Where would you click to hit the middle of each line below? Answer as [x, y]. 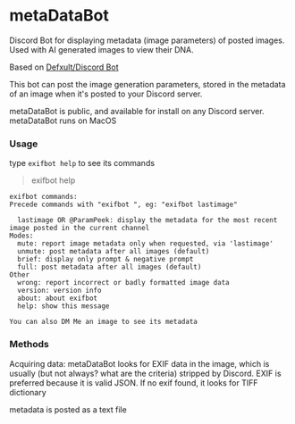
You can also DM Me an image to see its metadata [104, 322]
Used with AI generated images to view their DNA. [101, 49]
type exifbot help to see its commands [82, 163]
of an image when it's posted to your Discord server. [106, 94]
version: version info [59, 291]
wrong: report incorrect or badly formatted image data [123, 283]
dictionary [28, 392]
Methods [29, 345]
